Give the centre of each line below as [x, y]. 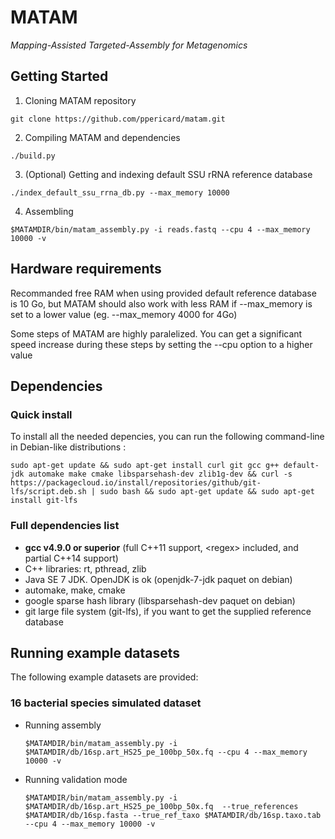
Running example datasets [95, 652]
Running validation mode [76, 779]
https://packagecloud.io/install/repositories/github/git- [136, 483]
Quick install [41, 414]
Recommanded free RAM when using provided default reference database [163, 293]
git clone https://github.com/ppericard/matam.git [118, 119]
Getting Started [59, 76]
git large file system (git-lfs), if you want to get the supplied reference [168, 611]
